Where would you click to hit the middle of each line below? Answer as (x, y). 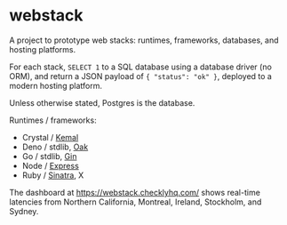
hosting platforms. (43, 49)
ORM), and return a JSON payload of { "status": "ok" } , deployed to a (141, 76)
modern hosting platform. (56, 85)
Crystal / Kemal (50, 137)
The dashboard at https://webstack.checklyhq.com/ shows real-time (135, 192)
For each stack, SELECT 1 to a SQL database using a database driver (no (141, 67)
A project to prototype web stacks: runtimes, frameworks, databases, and (144, 40)
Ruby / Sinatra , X (53, 175)
